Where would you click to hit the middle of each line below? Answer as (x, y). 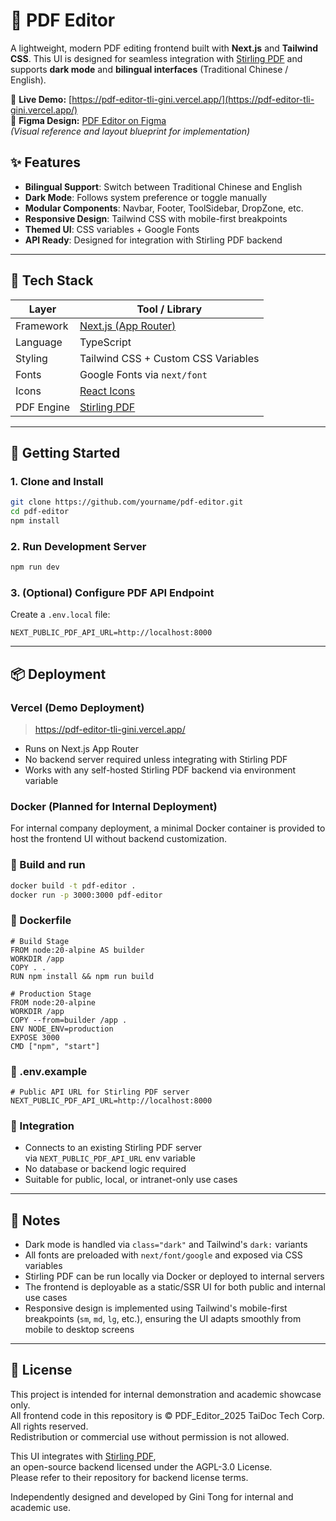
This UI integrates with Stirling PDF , (83, 1456)
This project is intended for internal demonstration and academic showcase (166, 1394)
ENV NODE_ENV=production (62, 1029)
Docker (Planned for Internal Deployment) (114, 806)
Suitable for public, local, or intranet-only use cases (131, 1180)
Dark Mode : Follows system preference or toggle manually (146, 197)
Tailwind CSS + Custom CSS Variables (169, 358)
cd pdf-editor (40, 512)
